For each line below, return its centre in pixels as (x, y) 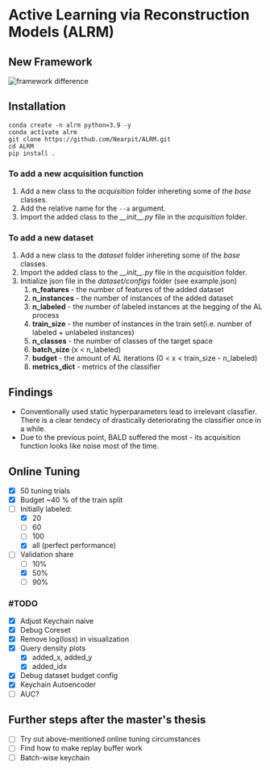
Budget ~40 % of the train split (71, 500)
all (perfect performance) (74, 546)
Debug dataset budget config (69, 676)
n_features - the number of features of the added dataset (128, 290)
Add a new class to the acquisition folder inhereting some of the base (135, 191)
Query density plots (53, 648)
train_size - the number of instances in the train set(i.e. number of (142, 324)
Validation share (47, 554)
